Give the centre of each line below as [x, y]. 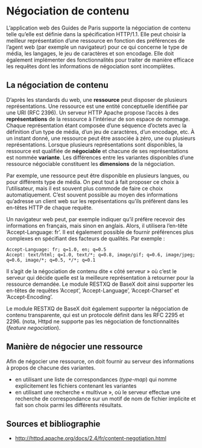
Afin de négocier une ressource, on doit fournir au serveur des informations [100, 361]
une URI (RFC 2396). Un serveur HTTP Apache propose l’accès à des [93, 112]
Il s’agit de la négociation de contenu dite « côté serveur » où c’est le [91, 271]
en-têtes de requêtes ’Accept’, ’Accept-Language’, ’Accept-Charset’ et [93, 290]
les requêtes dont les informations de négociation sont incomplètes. [91, 66]
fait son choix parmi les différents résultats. [69, 405]
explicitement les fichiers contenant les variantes [76, 386]
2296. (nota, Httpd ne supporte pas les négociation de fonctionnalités [93, 321]
